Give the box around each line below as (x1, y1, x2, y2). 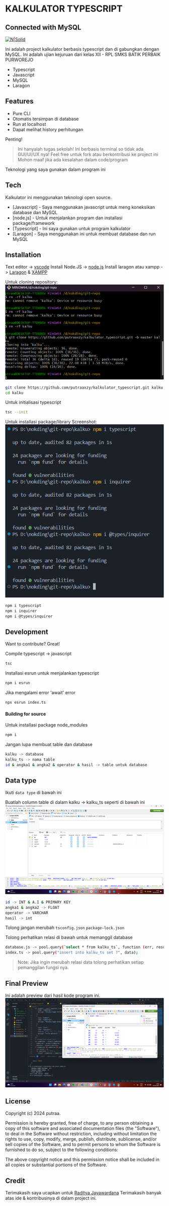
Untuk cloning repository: (5, 279, 58, 285)
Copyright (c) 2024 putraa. (5, 1110, 61, 1117)
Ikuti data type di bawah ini (5, 790, 62, 796)
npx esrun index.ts (5, 700, 46, 705)
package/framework (12, 220, 55, 226)
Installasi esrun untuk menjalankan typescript (5, 670, 99, 676)
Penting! (5, 136, 23, 142)
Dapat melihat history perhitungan (12, 126, 83, 132)
